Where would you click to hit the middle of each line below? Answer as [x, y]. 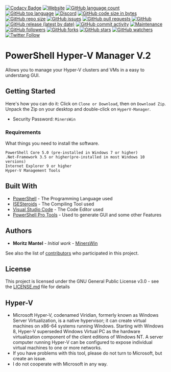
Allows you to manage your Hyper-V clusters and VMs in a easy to [75, 69]
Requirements [23, 132]
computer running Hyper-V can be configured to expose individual [82, 342]
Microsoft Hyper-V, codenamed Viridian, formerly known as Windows [86, 315]
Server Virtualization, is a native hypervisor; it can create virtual [79, 321]
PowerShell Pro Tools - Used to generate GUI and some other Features [87, 215]
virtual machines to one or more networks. [57, 348]
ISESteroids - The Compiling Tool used [53, 204]
